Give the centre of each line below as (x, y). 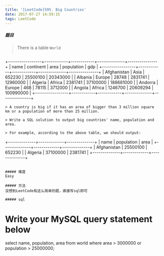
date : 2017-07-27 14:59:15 (33, 14)
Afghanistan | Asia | (125, 72)
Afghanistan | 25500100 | (122, 147)
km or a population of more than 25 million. (52, 112)
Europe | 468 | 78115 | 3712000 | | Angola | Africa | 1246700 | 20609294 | (79, 88)
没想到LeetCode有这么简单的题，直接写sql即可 (46, 191)
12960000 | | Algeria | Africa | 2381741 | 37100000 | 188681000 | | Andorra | (82, 83)
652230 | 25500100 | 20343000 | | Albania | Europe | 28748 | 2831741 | (77, 77)
